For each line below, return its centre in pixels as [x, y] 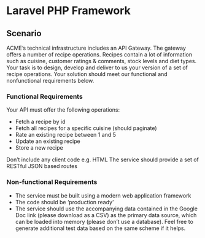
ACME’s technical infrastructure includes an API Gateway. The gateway [96, 48]
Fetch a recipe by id [40, 122]
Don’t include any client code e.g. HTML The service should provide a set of [103, 159]
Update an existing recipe [48, 141]
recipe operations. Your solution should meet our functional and [87, 74]
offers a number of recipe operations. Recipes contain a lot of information [99, 55]
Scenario [24, 33]
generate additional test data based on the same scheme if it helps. [100, 228]
